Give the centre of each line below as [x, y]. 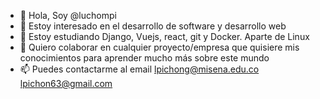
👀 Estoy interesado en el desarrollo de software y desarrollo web [153, 26]
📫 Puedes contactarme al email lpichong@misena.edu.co [139, 69]
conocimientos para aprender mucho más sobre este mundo [144, 58]
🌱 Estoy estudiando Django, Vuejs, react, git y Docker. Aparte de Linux [164, 36]
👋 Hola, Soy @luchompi [68, 15]
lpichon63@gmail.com [66, 83]
